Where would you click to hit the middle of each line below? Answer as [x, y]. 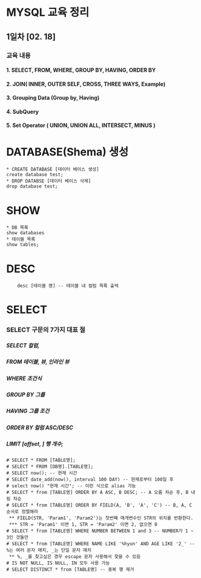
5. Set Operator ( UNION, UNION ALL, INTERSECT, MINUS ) [81, 125]
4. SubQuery [23, 111]
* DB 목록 [17, 228]
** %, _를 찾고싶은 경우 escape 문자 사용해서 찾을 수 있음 [75, 557]
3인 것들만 [18, 537]
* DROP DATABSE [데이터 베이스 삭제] [49, 181]
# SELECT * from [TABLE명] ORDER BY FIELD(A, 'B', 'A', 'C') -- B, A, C [99, 505]
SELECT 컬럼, [23, 345]
